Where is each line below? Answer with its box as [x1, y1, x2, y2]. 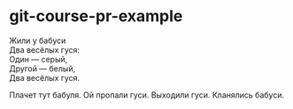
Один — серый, [9, 54, 68, 64]
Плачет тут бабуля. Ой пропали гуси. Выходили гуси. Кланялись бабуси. [9, 90, 285, 100]
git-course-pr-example [9, 6, 183, 26]
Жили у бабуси [9, 35, 66, 46]
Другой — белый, [9, 63, 76, 74]
